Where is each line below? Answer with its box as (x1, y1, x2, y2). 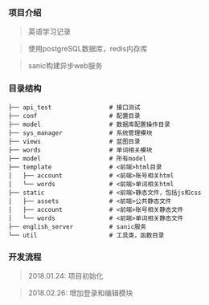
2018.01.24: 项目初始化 (27, 270, 104, 280)
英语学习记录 (27, 26, 71, 37)
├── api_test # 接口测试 (8, 103, 141, 112)
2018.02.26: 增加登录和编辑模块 (27, 287, 133, 298)
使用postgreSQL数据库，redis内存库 (27, 44, 148, 54)
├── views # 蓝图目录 (8, 137, 141, 145)
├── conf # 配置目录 (8, 112, 141, 120)
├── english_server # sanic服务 (8, 222, 147, 230)
